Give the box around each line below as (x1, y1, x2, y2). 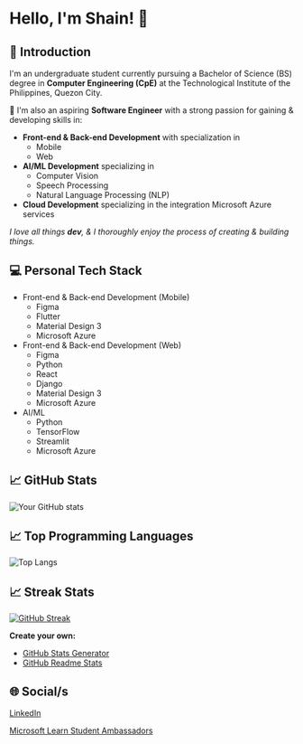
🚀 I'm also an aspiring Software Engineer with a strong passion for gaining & (9, 105, 294, 116)
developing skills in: (9, 115, 83, 125)
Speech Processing (35, 180, 109, 191)
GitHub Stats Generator (22, 648, 110, 659)
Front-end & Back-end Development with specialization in (22, 132, 241, 143)
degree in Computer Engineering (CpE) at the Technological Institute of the (9, 78, 291, 89)
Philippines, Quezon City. (9, 88, 103, 98)
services (22, 209, 55, 220)
